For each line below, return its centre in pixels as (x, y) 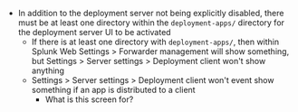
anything (48, 70)
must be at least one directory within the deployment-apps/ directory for (151, 23)
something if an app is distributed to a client (114, 90)
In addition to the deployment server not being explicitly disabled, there (151, 13)
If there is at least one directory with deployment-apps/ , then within (155, 42)
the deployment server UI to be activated (94, 32)
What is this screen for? (89, 99)
